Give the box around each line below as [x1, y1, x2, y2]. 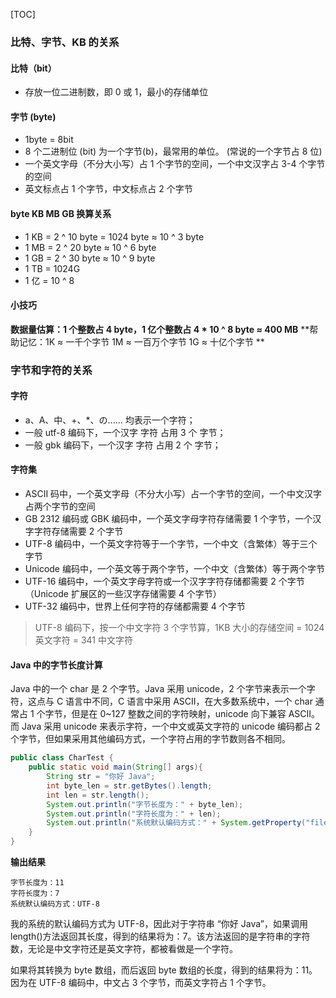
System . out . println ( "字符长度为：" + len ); [46, 809, 222, 819]
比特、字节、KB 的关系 [10, 35, 120, 49]
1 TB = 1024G [24, 262, 81, 274]
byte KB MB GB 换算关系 [10, 207, 112, 219]
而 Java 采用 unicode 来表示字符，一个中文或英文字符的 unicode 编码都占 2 [10, 720, 321, 733]
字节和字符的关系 [10, 363, 93, 377]
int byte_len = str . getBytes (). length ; [46, 780, 213, 791]
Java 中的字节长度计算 [10, 659, 103, 671]
